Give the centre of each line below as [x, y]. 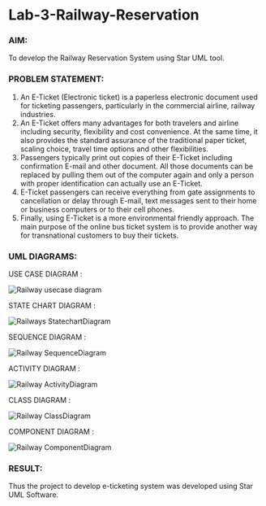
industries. [38, 114]
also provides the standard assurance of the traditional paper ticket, [133, 140]
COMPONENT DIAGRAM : [51, 432]
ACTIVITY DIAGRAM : [45, 369]
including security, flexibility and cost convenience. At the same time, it [139, 131]
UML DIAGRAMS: [43, 256]
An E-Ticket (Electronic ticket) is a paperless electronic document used [139, 97]
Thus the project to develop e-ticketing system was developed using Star [131, 486]
